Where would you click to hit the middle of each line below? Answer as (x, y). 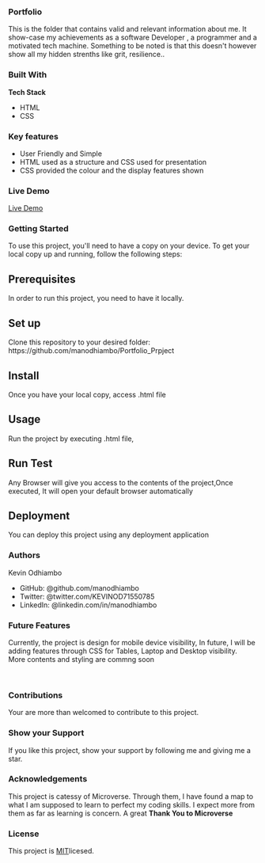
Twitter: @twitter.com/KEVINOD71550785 (87, 596)
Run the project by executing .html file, (71, 439)
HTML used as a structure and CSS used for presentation (113, 162)
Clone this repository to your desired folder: (79, 342)
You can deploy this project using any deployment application (109, 535)
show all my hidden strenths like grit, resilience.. (87, 55)
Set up (25, 323)
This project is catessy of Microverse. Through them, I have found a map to (131, 796)
